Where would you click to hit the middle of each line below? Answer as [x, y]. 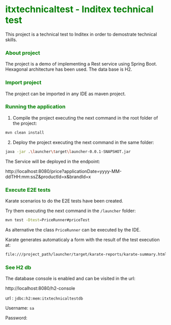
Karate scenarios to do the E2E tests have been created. [64, 201]
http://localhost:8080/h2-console [40, 288]
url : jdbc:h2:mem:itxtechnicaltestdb [44, 298]
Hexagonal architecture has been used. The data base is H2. [69, 69]
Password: [16, 318]
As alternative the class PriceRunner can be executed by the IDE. [73, 229]
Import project [23, 82]
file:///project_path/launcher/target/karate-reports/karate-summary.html [86, 254]
